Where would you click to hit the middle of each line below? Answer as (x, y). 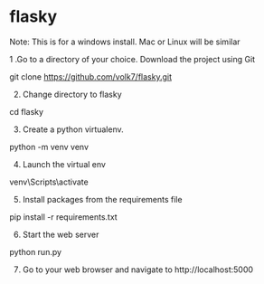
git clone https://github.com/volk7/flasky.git (90, 76)
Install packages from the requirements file (102, 199)
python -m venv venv (49, 147)
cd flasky (26, 111)
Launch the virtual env (64, 164)
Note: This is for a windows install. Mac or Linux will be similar (125, 42)
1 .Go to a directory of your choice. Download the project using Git (132, 59)
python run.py (35, 251)
